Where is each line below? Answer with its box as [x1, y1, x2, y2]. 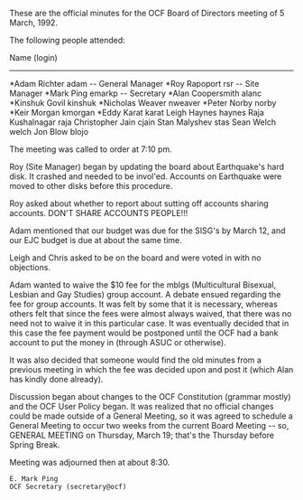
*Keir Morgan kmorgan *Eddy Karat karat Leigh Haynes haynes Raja [9, 108, 264, 118]
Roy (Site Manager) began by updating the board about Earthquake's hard [9, 162, 285, 172]
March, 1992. [9, 17, 59, 28]
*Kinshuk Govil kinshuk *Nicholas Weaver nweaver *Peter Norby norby [9, 98, 277, 108]
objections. [9, 262, 51, 272]
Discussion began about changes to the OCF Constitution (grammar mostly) [9, 392, 291, 401]
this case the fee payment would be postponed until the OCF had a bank [9, 327, 279, 338]
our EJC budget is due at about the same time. [9, 235, 182, 245]
